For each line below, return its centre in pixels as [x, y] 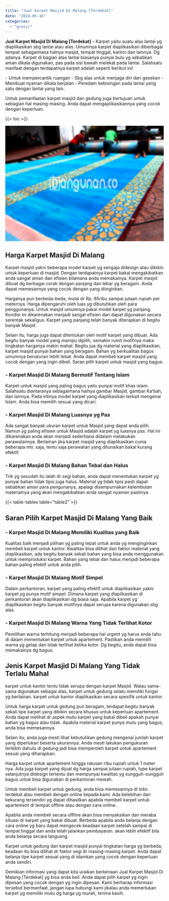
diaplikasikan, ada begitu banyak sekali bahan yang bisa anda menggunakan [84, 554]
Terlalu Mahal [27, 674]
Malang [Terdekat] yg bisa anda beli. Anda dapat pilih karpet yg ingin [77, 877]
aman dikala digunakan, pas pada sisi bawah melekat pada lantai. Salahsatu [84, 63]
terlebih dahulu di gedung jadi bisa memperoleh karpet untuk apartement [81, 748]
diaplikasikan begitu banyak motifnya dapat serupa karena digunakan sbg [82, 605]
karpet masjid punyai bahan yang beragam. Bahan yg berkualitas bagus [79, 351]
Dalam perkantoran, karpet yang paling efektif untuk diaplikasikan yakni [79, 589]
